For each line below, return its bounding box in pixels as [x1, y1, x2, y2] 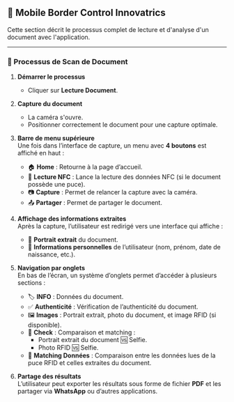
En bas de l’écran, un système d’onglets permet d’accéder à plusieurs [17, 271, 217, 279]
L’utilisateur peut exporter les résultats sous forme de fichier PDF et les [17, 380, 221, 388]
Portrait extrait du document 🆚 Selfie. [38, 336, 148, 344]
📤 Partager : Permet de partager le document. [27, 199, 162, 207]
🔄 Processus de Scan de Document [7, 56, 128, 66]
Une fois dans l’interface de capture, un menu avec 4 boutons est [17, 141, 207, 150]
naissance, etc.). [27, 250, 75, 258]
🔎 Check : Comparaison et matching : [27, 328, 136, 337]
